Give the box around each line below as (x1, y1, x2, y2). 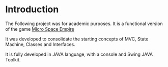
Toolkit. (5, 56, 21, 62)
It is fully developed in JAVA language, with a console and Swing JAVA (5, 51, 153, 57)
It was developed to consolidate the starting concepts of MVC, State (5, 36, 149, 42)
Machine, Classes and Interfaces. (5, 41, 75, 47)
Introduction (5, 4, 59, 15)
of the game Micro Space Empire (5, 26, 75, 32)
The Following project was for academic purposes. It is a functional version (5, 20, 163, 27)
